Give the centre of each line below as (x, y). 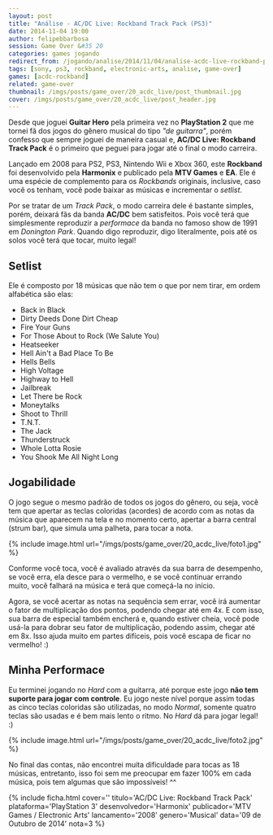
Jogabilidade (42, 482)
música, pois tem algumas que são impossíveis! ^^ (93, 781)
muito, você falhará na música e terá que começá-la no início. (112, 585)
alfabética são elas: (41, 295)
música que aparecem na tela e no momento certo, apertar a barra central (132, 519)
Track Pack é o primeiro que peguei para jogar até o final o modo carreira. (133, 148)
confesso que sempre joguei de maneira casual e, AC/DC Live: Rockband (132, 140)
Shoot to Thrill (44, 414)
